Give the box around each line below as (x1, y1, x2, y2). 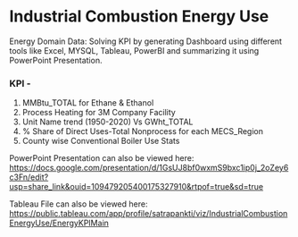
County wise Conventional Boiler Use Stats (21, 136, 180, 147)
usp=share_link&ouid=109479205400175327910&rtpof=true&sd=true (9, 182, 264, 192)
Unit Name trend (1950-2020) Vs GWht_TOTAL (21, 116, 194, 127)
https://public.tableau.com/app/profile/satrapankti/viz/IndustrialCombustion (9, 208, 288, 219)
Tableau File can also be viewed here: (9, 199, 148, 209)
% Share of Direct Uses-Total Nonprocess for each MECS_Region (21, 126, 263, 137)
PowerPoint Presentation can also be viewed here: (9, 153, 195, 164)
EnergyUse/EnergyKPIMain (9, 217, 110, 229)
